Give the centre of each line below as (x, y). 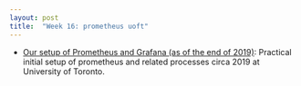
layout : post (34, 18)
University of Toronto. (63, 71)
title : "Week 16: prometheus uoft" (79, 26)
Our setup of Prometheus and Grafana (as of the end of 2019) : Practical (157, 52)
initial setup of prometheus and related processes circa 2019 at (141, 62)
